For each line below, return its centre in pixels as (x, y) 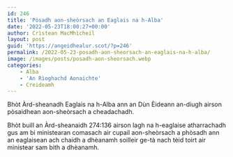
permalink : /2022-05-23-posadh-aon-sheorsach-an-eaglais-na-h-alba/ (109, 53)
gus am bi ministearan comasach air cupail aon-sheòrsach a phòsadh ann (113, 133)
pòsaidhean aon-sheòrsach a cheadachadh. (71, 112)
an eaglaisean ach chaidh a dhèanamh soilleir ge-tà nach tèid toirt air (106, 140)
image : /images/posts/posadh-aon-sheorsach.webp (79, 59)
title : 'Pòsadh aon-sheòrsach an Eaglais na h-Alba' (85, 20)
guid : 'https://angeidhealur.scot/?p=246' (70, 46)
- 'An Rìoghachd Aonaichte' (60, 78)
